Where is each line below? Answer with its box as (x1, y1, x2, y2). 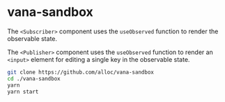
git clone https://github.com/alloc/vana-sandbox (7, 69, 155, 76)
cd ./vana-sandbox (7, 75, 61, 82)
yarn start (7, 88, 39, 95)
